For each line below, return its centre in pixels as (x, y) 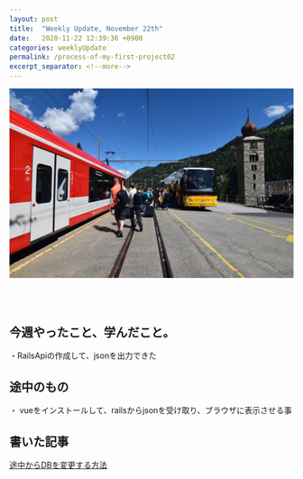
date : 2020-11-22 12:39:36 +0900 (76, 38)
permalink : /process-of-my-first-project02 (92, 57)
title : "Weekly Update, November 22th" (87, 28)
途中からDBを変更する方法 (59, 465)
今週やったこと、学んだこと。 (92, 332)
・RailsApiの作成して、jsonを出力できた (83, 355)
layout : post (34, 19)
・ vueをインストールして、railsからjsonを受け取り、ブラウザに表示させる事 (151, 410)
